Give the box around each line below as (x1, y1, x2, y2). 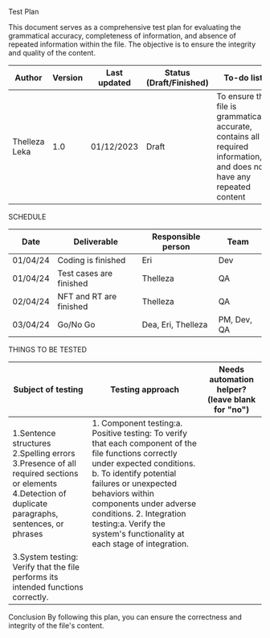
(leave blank (207, 394, 256, 405)
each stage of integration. (92, 538, 189, 550)
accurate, (216, 121, 252, 132)
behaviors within (92, 488, 154, 499)
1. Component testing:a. (92, 418, 183, 429)
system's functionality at (92, 529, 185, 539)
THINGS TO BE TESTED (8, 345, 87, 354)
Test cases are (57, 268, 113, 278)
